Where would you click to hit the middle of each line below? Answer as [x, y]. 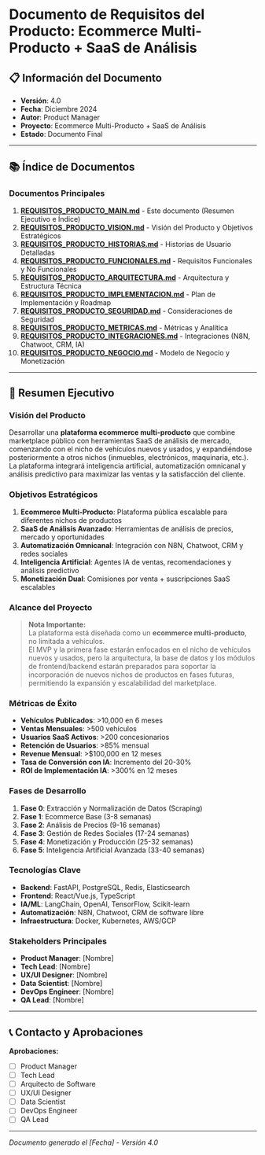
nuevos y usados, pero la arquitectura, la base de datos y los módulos [142, 657]
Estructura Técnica [51, 285]
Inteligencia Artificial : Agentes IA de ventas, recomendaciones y [126, 562]
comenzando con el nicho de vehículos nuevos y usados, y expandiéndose [131, 449]
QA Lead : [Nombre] [52, 1000]
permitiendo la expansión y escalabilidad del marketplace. [122, 682]
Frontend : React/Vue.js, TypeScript [78, 896]
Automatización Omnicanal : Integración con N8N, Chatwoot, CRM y [132, 545]
